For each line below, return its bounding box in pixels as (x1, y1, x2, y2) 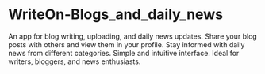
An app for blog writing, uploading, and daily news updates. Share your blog (8, 31, 258, 41)
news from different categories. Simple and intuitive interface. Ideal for (8, 48, 240, 57)
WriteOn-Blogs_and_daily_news (8, 6, 224, 24)
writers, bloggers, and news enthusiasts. (8, 57, 141, 66)
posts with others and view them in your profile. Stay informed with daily (8, 39, 245, 49)
